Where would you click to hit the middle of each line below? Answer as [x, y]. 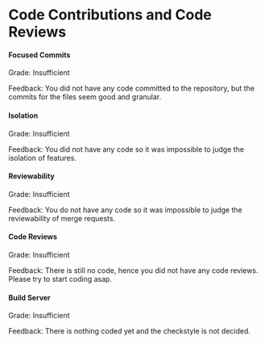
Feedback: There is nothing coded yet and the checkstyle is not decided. [130, 331]
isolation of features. [42, 157]
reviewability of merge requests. [62, 218]
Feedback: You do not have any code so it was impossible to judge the [126, 210]
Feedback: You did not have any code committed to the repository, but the [132, 88]
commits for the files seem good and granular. [85, 97]
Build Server [29, 297]
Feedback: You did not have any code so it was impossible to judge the [126, 149]
